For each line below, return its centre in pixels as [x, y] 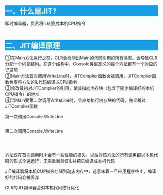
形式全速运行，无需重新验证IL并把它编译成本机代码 [64, 161]
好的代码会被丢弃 [22, 177]
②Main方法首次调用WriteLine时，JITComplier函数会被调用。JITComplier [79, 76]
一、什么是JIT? [31, 11]
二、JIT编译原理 [33, 46]
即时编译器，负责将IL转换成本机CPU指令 [45, 23]
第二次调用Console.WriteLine [34, 131]
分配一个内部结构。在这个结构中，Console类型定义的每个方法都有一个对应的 [81, 64]
